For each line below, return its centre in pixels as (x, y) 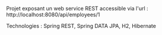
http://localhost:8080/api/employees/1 (53, 15)
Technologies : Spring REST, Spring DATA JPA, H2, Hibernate (81, 26)
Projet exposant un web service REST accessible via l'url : (77, 8)
